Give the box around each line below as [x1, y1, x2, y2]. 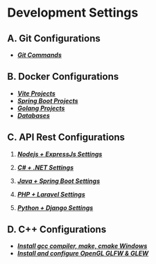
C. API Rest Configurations [7, 132, 125, 143]
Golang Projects [17, 104, 65, 112]
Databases [17, 111, 51, 119]
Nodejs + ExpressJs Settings [17, 150, 103, 158]
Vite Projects [17, 89, 55, 98]
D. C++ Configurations [7, 224, 107, 236]
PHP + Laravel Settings [17, 190, 85, 198]
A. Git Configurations [7, 33, 101, 44]
